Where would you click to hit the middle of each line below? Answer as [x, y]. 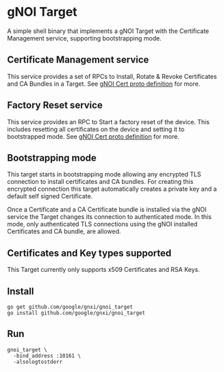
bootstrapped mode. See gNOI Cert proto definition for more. [93, 136]
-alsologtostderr [38, 362]
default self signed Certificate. [50, 196]
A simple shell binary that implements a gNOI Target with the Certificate [108, 31]
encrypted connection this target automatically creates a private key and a [112, 189]
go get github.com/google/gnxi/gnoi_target [70, 307]
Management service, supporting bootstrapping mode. [85, 38]
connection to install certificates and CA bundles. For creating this [100, 182]
